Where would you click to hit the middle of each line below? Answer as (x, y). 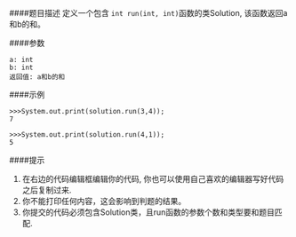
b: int (21, 67)
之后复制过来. (47, 190)
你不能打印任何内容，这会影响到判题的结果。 (104, 201)
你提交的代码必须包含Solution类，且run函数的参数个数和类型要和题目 (148, 212)
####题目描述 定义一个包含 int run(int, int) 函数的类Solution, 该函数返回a (148, 13)
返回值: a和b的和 (37, 77)
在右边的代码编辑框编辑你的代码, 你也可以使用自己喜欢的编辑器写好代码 (153, 179)
